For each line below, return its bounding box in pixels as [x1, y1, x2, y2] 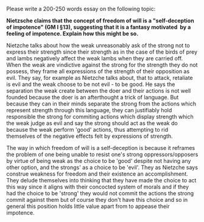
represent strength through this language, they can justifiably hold [6, 107, 172, 113]
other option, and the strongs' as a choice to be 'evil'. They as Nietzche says [6, 164, 198, 171]
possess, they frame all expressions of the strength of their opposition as [6, 68, 190, 75]
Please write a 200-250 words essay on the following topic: [6, 5, 156, 12]
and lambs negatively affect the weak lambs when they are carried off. [6, 55, 183, 62]
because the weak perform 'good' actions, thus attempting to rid [6, 126, 169, 133]
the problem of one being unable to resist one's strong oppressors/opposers [6, 151, 199, 158]
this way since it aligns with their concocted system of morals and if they [6, 183, 189, 190]
